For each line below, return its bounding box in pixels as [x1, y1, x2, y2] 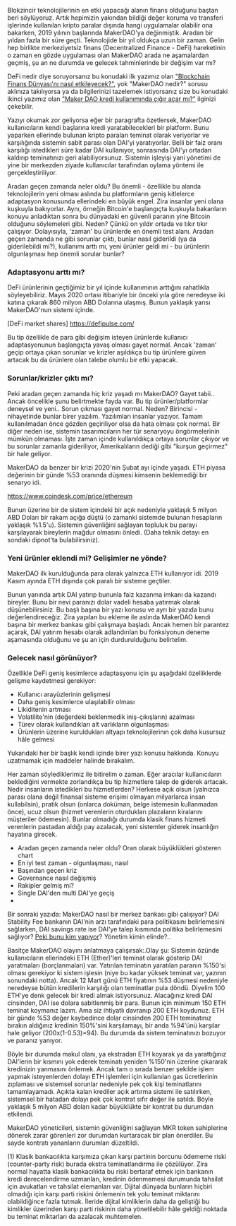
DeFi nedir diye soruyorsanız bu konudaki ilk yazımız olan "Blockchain [7, 72, 210, 81]
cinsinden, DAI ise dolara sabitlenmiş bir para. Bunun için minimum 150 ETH [7, 999, 227, 1007]
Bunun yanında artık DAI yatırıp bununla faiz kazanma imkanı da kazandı [7, 590, 216, 599]
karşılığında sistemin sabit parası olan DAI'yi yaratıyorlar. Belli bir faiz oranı [7, 138, 223, 147]
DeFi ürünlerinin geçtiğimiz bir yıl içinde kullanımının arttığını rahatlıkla [7, 283, 210, 292]
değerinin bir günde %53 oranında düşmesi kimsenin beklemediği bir [7, 470, 208, 479]
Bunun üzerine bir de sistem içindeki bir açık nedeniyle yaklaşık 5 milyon [7, 505, 217, 514]
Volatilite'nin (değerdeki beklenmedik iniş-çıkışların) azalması [17, 713, 195, 721]
